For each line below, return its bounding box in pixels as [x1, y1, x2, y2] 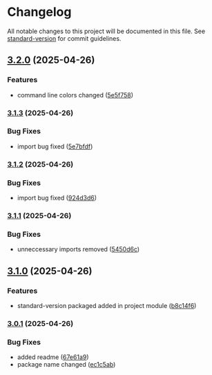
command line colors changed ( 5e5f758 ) [17, 90, 133, 99]
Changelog [7, 4, 72, 20]
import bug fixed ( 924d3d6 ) [17, 194, 97, 202]
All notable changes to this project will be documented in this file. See [7, 27, 206, 35]
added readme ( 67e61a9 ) [17, 353, 89, 361]
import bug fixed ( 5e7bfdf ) [17, 142, 93, 151]
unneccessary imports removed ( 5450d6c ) [17, 245, 140, 253]
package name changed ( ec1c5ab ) [17, 360, 116, 369]
